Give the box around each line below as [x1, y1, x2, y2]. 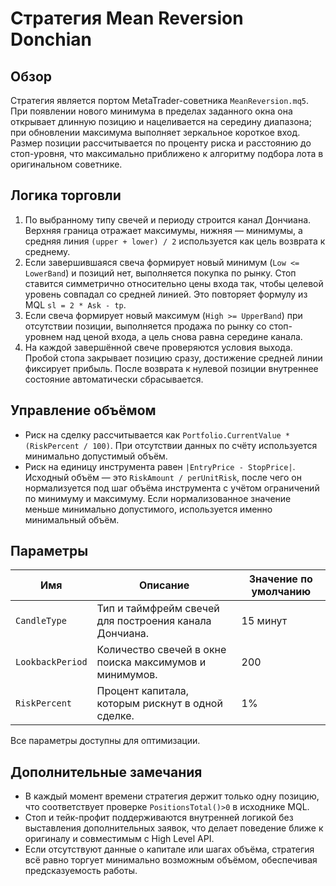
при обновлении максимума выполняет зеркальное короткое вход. [10, 127, 301, 138]
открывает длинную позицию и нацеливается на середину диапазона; [10, 116, 312, 127]
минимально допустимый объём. [24, 450, 168, 462]
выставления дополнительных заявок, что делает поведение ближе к [24, 822, 324, 834]
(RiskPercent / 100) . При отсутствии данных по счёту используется [24, 439, 318, 451]
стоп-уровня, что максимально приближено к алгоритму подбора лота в [10, 148, 324, 159]
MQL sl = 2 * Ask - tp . [24, 298, 127, 311]
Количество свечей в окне [96, 643, 227, 657]
